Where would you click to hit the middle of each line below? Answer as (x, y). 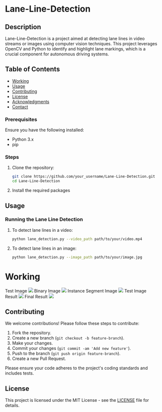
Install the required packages (41, 190)
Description (23, 27)
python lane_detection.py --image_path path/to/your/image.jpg (77, 257)
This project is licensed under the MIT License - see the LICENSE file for (77, 400)
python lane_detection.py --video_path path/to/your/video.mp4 (77, 239)
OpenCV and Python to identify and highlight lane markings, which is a (75, 49)
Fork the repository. (32, 333)
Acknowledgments (31, 102)
